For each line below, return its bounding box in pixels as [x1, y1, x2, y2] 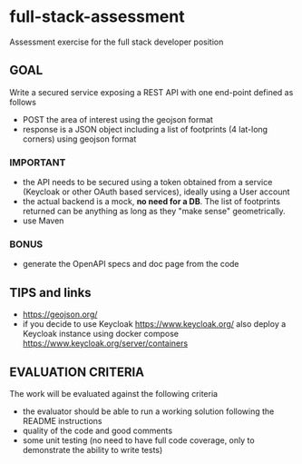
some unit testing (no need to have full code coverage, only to [22, 434, 256, 446]
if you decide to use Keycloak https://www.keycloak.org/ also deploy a [22, 319, 287, 330]
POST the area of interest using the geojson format [22, 114, 213, 124]
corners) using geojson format [22, 133, 137, 144]
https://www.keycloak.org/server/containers [22, 338, 189, 349]
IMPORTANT [9, 156, 66, 169]
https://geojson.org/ [22, 309, 98, 320]
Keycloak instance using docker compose [22, 329, 180, 340]
